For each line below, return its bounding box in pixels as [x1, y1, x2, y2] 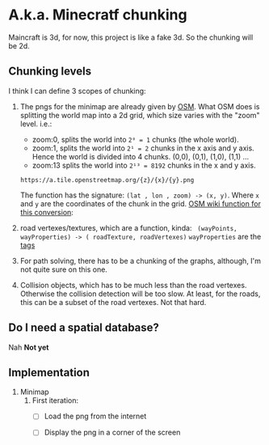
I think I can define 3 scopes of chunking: [8, 86, 147, 95]
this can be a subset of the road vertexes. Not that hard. [19, 297, 207, 307]
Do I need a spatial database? [8, 321, 160, 335]
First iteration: [32, 396, 79, 405]
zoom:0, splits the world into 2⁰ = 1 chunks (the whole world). [32, 134, 240, 144]
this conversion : [19, 207, 74, 217]
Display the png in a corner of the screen [44, 427, 181, 438]
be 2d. [8, 40, 30, 50]
